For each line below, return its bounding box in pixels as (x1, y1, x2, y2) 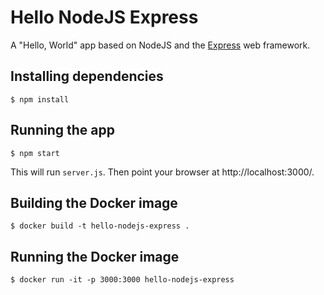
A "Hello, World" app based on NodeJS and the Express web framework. (10, 39, 311, 51)
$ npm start (10, 148, 60, 158)
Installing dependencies (10, 68, 164, 85)
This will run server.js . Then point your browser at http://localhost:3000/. (10, 166, 315, 178)
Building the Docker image (10, 194, 178, 211)
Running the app (10, 122, 115, 139)
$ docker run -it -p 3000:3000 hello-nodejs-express (10, 275, 235, 285)
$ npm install (10, 94, 70, 105)
